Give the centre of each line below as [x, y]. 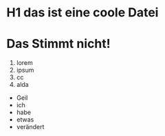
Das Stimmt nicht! [58, 44]
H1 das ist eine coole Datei [82, 13]
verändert [30, 127]
